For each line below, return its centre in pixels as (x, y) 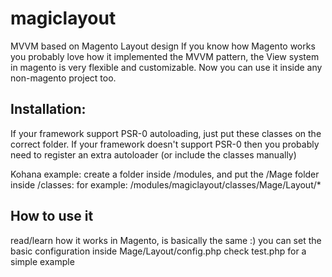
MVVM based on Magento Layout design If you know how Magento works (163, 46)
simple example (42, 261)
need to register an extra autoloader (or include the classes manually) (153, 154)
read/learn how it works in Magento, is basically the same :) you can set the (166, 240)
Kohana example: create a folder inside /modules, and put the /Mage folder (165, 174)
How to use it (52, 216)
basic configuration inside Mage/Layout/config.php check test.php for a (158, 251)
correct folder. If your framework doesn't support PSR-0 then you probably (165, 144)
